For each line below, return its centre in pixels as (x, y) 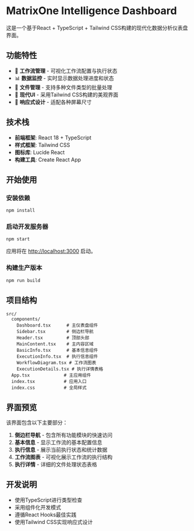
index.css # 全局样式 (49, 388)
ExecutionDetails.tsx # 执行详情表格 (60, 369)
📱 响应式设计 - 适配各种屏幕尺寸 (53, 102)
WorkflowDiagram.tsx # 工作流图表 (57, 363)
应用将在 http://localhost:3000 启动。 (51, 251)
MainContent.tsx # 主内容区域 (55, 344)
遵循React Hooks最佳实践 (45, 515)
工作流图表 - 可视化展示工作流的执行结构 (64, 457)
